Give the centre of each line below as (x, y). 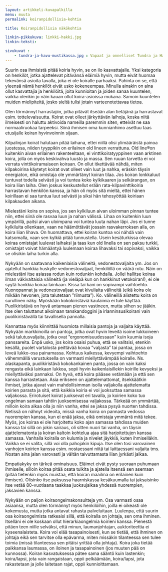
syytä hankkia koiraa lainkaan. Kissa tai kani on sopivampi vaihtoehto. (77, 284)
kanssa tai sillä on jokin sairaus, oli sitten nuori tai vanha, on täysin (73, 427)
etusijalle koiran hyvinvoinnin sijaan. (42, 133)
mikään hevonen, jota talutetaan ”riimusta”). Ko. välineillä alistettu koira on (81, 295)
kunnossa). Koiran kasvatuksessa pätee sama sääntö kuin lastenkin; (75, 553)
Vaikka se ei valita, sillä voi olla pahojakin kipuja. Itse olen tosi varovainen (80, 443)
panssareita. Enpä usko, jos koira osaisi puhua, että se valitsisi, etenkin (78, 342)
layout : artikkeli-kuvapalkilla (39, 10)
